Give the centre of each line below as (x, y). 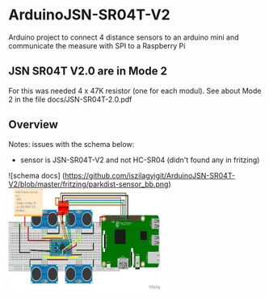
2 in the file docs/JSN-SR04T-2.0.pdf (70, 99)
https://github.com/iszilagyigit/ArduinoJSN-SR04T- (150, 175)
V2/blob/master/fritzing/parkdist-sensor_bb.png (88, 184)
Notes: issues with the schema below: (71, 144)
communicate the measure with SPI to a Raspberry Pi (97, 45)
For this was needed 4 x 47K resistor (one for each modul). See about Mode (135, 90)
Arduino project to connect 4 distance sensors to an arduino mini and (124, 37)
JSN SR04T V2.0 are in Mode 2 (88, 71)
